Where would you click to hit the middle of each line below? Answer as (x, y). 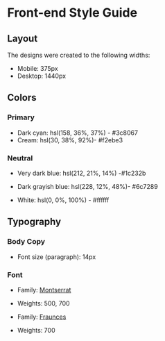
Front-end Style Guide (72, 13)
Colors (22, 98)
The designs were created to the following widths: (79, 55)
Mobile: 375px (37, 68)
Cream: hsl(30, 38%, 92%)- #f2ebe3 (70, 140)
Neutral (20, 158)
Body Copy (26, 242)
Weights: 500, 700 (44, 303)
